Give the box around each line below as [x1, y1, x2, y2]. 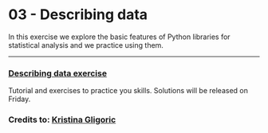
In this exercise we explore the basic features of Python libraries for [8, 32, 231, 41]
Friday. [8, 94, 31, 104]
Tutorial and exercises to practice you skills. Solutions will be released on [8, 86, 249, 96]
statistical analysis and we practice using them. [8, 40, 164, 49]
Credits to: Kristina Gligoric [8, 114, 116, 125]
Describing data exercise [8, 68, 108, 79]
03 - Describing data [8, 6, 148, 24]
